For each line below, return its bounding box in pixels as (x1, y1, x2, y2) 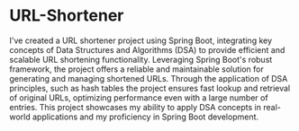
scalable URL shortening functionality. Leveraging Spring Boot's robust (9, 54, 273, 65)
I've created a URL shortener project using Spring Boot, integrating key (9, 35, 273, 46)
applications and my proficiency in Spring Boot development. (32, 111, 259, 122)
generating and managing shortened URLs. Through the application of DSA (9, 73, 288, 83)
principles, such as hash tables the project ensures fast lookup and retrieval (9, 83, 291, 93)
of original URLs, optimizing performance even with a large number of (9, 92, 268, 103)
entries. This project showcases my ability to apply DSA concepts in (9, 101, 262, 112)
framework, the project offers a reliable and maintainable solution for (9, 64, 264, 74)
